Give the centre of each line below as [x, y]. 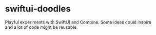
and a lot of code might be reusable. [41, 27]
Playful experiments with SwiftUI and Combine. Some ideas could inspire [78, 22]
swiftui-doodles [38, 9]
